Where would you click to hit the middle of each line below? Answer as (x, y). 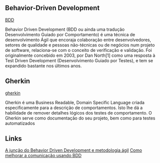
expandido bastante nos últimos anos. (44, 66)
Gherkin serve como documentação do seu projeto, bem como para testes (80, 118)
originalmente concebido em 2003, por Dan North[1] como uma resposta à (80, 55)
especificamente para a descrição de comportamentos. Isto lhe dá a (74, 108)
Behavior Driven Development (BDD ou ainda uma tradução (65, 29)
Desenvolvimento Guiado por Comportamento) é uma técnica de (70, 34)
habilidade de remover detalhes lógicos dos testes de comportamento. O (79, 113)
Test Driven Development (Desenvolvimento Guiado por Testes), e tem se (79, 60)
